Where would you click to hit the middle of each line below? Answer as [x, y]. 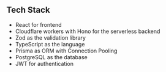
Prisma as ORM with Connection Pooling [66, 51]
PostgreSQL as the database [51, 57]
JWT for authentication [44, 63]
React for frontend [38, 24]
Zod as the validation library [50, 38]
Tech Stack [28, 10]
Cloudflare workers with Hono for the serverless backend [88, 31]
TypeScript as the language [50, 44]
